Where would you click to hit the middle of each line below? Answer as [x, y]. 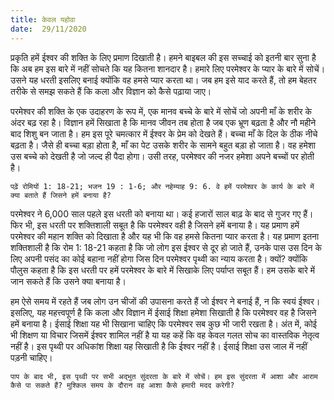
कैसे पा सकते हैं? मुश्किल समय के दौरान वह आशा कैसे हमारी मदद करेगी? [122, 385]
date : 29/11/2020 [48, 29]
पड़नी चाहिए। [31, 357]
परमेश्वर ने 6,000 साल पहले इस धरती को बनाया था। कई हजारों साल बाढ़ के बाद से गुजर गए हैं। [162, 213]
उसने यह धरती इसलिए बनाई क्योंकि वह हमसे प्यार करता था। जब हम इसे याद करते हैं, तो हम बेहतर [163, 80]
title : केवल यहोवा [43, 19]
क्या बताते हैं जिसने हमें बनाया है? [61, 195]
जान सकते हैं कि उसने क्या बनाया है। [68, 281]
